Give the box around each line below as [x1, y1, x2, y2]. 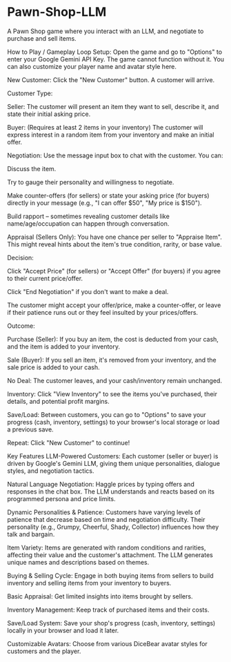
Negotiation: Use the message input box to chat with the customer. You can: [7, 151, 223, 159]
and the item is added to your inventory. [7, 342, 121, 351]
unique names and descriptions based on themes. [7, 558, 150, 566]
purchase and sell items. [7, 34, 77, 42]
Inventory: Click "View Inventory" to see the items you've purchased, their [7, 389, 217, 398]
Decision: [7, 253, 34, 262]
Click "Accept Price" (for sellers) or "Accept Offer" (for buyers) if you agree [7, 266, 221, 275]
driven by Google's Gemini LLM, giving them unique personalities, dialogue [7, 459, 221, 467]
